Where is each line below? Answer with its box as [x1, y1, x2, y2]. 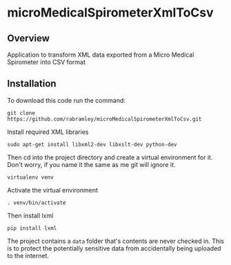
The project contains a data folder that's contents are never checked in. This [7, 237, 224, 245]
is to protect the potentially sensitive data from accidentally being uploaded [7, 244, 222, 253]
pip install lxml [7, 224, 57, 232]
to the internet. [7, 251, 50, 259]
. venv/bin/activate [7, 199, 67, 206]
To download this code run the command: [7, 96, 126, 104]
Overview [7, 32, 50, 44]
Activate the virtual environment [7, 186, 99, 194]
